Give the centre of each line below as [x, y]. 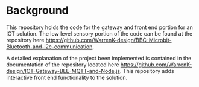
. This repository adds [147, 71]
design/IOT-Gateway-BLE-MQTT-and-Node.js [63, 71]
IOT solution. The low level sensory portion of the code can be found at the [99, 33]
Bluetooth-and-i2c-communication [49, 47]
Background [37, 11]
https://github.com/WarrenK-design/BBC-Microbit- [109, 40]
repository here [25, 40]
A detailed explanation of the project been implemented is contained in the [99, 58]
